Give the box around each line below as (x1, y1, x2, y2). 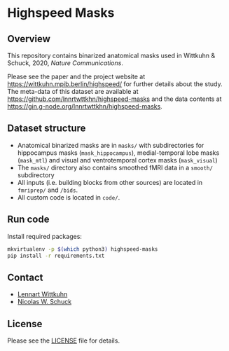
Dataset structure (7, 123, 86, 135)
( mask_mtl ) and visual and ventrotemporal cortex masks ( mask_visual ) (17, 156, 218, 164)
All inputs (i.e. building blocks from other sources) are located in (17, 178, 203, 186)
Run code (7, 214, 50, 226)
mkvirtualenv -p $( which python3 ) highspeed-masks (7, 245, 158, 253)
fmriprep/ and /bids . (17, 186, 78, 194)
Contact (7, 271, 43, 283)
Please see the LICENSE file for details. (7, 336, 120, 345)
